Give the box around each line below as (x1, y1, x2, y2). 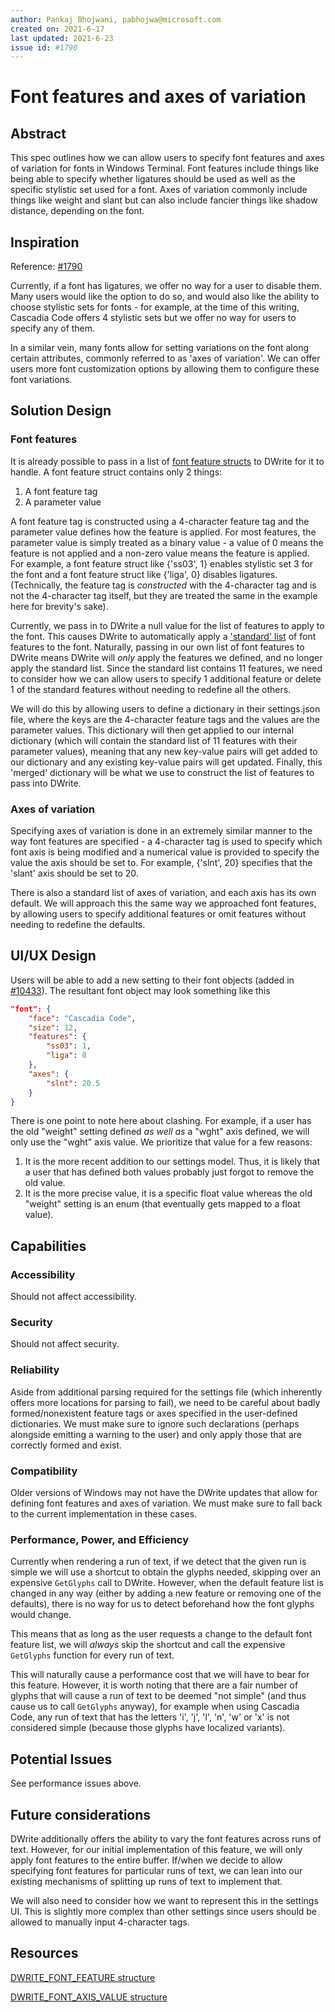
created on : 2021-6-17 (10, 24, 105, 34)
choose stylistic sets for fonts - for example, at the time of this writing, (10, 301, 300, 313)
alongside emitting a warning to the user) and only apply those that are (10, 1428, 302, 1440)
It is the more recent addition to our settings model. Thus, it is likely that (24, 1156, 321, 1168)
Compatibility (10, 1464, 78, 1478)
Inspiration (10, 234, 80, 251)
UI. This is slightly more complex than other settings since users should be (10, 1905, 318, 1917)
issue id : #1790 (10, 42, 78, 53)
